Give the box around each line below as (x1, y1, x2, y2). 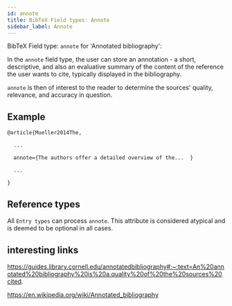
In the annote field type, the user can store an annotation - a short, (7, 55, 196, 64)
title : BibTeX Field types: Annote (7, 17, 110, 24)
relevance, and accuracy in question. (7, 91, 113, 99)
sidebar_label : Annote (7, 23, 73, 30)
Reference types (7, 198, 81, 210)
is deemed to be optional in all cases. (7, 224, 113, 233)
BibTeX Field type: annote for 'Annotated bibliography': (7, 42, 163, 51)
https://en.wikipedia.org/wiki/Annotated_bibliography (7, 291, 159, 299)
